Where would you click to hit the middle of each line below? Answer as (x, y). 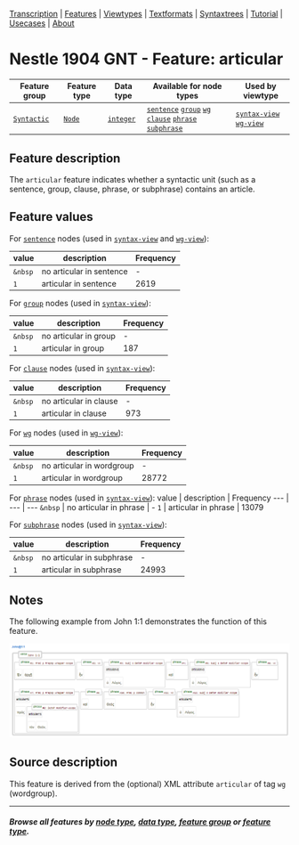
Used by (261, 86)
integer (121, 119)
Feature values (51, 217)
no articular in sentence (85, 271)
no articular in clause (80, 401)
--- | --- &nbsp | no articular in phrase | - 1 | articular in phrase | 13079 (137, 507)
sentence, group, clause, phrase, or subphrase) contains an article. (132, 189)
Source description (64, 763)
